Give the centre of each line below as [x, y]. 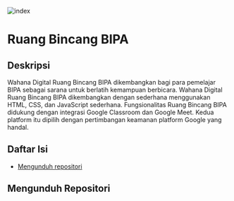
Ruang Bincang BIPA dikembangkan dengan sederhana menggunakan [109, 97]
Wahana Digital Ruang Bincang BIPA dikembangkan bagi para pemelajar [112, 82]
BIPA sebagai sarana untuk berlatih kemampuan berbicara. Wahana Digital [115, 90]
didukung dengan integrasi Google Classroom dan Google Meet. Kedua [111, 112]
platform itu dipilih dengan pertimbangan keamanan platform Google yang [115, 120]
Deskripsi [29, 65]
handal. [18, 127]
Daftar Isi [27, 149]
